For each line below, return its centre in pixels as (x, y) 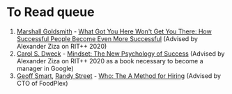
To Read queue (51, 12)
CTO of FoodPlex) (42, 83)
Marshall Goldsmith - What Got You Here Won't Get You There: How (114, 31)
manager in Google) (45, 68)
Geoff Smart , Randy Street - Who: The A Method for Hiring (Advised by (118, 76)
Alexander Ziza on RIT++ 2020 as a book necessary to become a (110, 61)
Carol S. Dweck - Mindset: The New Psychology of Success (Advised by (121, 54)
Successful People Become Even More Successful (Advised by (107, 38)
